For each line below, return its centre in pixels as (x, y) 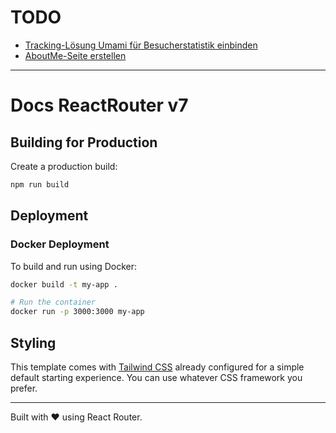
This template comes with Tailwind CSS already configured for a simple (157, 367)
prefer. (24, 388)
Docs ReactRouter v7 (99, 105)
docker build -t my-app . (64, 284)
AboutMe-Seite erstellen (75, 55)
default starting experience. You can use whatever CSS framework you (156, 377)
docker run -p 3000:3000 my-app (77, 312)
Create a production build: (64, 166)
